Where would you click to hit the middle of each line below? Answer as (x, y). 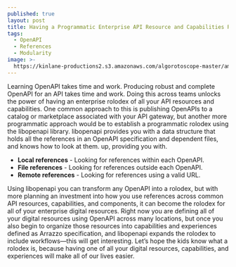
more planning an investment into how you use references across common (115, 196)
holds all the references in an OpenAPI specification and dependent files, (113, 139)
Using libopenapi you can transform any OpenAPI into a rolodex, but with (113, 188)
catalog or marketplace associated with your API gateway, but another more (117, 116)
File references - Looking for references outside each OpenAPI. (110, 167)
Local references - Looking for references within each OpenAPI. (111, 160)
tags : (15, 33)
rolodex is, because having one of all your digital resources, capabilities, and (118, 248)
